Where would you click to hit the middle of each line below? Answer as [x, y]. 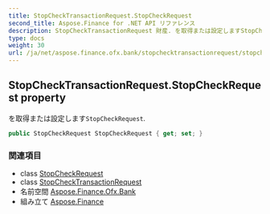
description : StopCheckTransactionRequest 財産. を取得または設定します [125, 30]
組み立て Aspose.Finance [62, 201]
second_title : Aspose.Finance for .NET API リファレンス [102, 23]
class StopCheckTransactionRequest [81, 182]
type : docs [27, 38]
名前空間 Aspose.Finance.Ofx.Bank [78, 191]
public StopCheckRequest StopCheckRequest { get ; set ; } [106, 133]
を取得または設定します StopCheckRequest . [77, 118]
